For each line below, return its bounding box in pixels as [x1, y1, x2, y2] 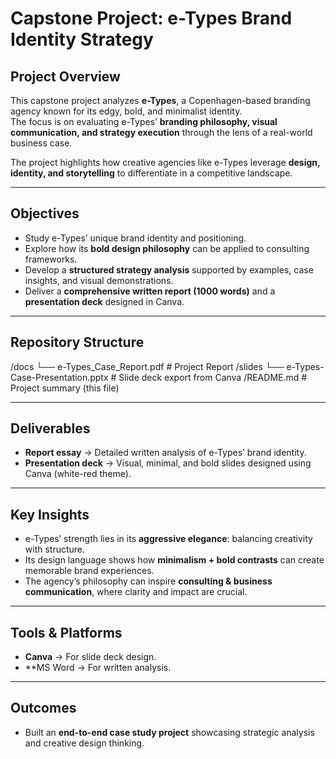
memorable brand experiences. [24, 565, 155, 577]
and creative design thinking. [24, 737, 145, 749]
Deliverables [10, 420, 91, 437]
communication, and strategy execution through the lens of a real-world [10, 127, 313, 138]
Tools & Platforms [10, 624, 123, 641]
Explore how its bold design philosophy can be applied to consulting [24, 242, 310, 254]
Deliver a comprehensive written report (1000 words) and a [24, 285, 276, 297]
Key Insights [10, 506, 90, 523]
